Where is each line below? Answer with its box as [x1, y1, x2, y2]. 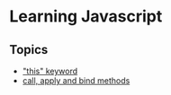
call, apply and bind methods [22, 75, 130, 86]
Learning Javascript [9, 6, 163, 27]
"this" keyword [22, 65, 78, 76]
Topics [9, 42, 49, 57]
